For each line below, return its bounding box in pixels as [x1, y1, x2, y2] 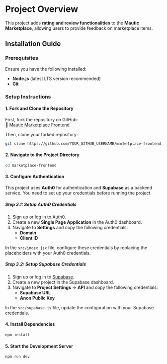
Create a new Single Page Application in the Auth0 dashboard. [12, 219, 142, 225]
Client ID [19, 235, 38, 241]
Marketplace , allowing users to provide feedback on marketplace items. [5, 25, 153, 31]
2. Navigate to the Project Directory [5, 152, 80, 158]
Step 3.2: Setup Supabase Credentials [5, 261, 86, 267]
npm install [5, 332, 30, 338]
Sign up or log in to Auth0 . [12, 214, 66, 220]
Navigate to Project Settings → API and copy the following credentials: [12, 284, 158, 290]
